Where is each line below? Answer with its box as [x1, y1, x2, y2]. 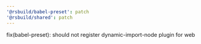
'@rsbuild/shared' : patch [6, 14, 73, 20]
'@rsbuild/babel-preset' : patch [6, 8, 89, 15]
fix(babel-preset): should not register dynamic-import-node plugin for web [6, 31, 195, 38]
